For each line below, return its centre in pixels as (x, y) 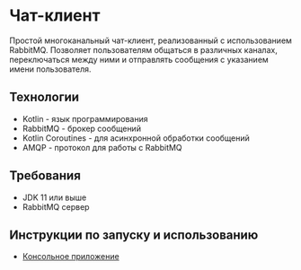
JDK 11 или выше (54, 197)
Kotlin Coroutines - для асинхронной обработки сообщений (136, 138)
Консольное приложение (71, 257)
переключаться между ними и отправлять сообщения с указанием (139, 59)
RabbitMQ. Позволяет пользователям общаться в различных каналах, (144, 49)
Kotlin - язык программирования (85, 118)
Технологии (44, 97)
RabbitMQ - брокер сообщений (82, 128)
